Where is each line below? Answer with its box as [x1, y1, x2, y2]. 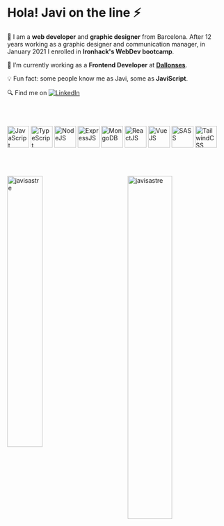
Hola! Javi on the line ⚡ [7, 5, 141, 21]
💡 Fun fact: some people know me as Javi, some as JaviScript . [7, 74, 189, 83]
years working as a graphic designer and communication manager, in [7, 40, 206, 48]
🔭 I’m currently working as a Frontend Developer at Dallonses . [7, 60, 188, 69]
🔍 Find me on [7, 88, 47, 97]
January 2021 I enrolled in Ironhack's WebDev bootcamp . [7, 47, 175, 56]
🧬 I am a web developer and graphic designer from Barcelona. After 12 [7, 32, 212, 41]
